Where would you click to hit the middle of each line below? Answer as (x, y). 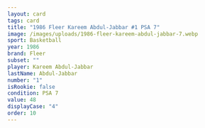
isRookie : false (31, 87)
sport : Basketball (34, 41)
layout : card (27, 14)
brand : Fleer (27, 54)
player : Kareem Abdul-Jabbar (50, 67)
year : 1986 (23, 47)
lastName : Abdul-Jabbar (43, 73)
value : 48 (22, 100)
